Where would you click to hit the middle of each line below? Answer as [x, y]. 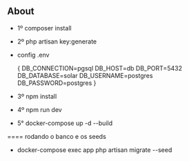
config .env [33, 55]
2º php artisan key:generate [57, 41]
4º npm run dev [39, 109]
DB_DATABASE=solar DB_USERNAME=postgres [85, 75]
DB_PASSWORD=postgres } [57, 83]
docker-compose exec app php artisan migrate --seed [94, 150]
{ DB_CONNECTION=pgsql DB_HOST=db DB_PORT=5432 [100, 68]
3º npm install [37, 96]
